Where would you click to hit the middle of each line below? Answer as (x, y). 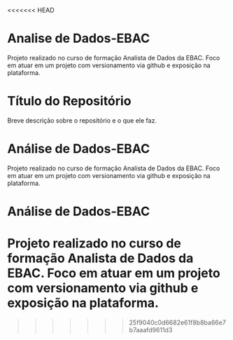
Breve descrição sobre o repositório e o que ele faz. (82, 120)
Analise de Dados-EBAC (79, 39)
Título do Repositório (69, 101)
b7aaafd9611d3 (151, 329)
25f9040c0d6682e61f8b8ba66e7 (177, 322)
